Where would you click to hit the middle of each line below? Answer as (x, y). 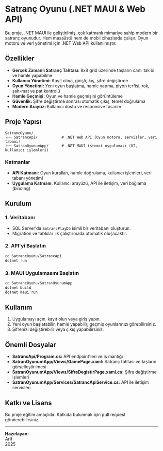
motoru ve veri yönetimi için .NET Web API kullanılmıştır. (61, 43)
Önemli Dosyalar (31, 345)
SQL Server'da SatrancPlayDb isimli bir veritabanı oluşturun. (71, 228)
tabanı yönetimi (27, 178)
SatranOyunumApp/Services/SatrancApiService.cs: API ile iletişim (81, 382)
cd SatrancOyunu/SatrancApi (33, 256)
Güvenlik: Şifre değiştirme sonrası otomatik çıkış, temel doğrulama (79, 101)
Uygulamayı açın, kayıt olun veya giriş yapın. (56, 319)
